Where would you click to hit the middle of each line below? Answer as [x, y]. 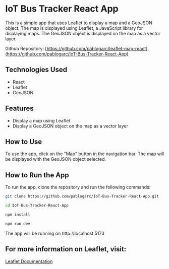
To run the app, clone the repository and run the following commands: [78, 187]
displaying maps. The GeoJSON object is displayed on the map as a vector [83, 33]
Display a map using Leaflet [41, 120]
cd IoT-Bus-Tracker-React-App [37, 206]
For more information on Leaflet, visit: [66, 249]
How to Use [24, 142]
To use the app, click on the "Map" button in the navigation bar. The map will [85, 154]
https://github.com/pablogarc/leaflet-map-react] [97, 48]
